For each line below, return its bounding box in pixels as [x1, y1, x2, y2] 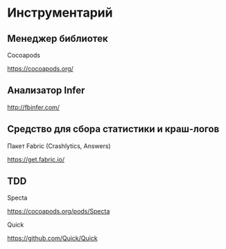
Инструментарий [7, 5, 113, 21]
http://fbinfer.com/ [7, 103, 60, 111]
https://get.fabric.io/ [7, 155, 64, 163]
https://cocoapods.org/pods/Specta [7, 207, 110, 216]
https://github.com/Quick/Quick [7, 234, 98, 243]
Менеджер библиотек [7, 33, 109, 45]
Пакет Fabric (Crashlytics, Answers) [7, 141, 111, 150]
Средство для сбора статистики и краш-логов [7, 123, 220, 135]
